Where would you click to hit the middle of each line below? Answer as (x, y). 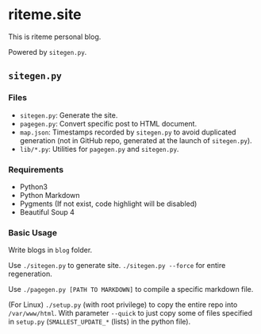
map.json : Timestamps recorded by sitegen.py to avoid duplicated (128, 132)
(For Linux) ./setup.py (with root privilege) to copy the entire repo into (123, 305)
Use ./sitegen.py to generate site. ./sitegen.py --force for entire (117, 266)
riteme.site (45, 15)
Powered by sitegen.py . (48, 52)
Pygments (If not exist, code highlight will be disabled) (108, 204)
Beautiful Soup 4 (47, 212)
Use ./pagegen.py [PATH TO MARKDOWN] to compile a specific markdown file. (131, 289)
